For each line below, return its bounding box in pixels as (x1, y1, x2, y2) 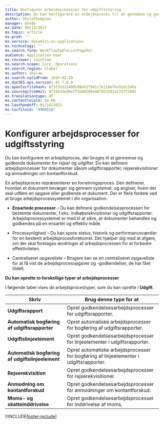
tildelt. (12, 265, 25, 271)
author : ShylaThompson (5, 16, 51, 21)
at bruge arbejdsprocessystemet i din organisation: (5, 195, 108, 201)
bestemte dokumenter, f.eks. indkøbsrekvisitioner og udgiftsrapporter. (12, 210, 153, 216)
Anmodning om (7, 380, 44, 387)
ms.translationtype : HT (5, 93, 54, 98)
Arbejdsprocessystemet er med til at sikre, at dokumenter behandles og (12, 215, 157, 221)
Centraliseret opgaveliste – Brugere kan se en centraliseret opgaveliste (12, 255, 155, 261)
